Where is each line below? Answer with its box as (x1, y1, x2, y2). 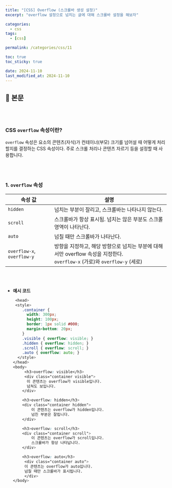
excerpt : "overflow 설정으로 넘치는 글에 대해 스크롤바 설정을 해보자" (5, 12, 139, 17)
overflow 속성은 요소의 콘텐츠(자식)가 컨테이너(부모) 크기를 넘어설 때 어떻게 (5, 139, 156, 145)
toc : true (5, 54, 27, 60)
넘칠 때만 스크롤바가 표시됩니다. (24, 469, 83, 474)
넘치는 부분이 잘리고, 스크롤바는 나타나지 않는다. (54, 206, 163, 213)
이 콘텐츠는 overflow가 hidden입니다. (31, 407, 104, 413)
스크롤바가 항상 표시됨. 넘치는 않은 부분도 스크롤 (54, 216, 163, 223)
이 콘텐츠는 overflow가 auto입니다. (24, 464, 93, 469)
